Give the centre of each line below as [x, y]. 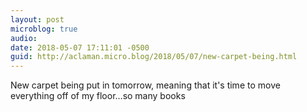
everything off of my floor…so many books [98, 96]
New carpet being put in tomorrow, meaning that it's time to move [145, 85]
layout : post [37, 19]
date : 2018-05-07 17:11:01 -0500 [80, 47]
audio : [24, 38]
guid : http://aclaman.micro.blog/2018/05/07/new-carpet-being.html [154, 57]
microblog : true [44, 29]
